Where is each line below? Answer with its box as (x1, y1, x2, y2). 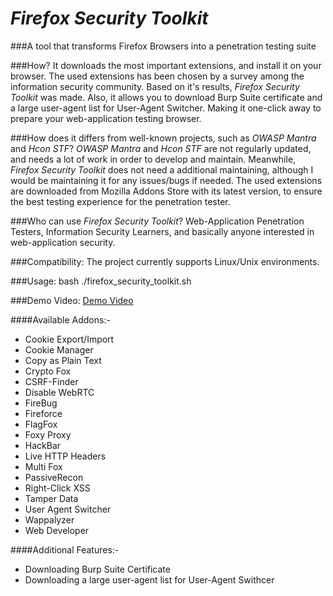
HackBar (24, 439, 62, 451)
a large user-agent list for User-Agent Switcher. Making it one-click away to (10, 102, 322, 114)
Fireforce (24, 407, 63, 419)
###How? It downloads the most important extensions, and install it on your (10, 59, 322, 71)
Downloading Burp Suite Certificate (24, 563, 171, 575)
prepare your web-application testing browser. (10, 112, 202, 124)
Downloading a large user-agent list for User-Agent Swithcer (24, 573, 275, 586)
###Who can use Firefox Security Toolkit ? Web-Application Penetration (10, 215, 305, 227)
